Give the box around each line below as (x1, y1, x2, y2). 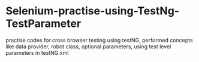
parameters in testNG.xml (5, 49, 69, 56)
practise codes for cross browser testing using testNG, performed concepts (5, 36, 193, 44)
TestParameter (5, 17, 82, 30)
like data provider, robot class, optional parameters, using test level (5, 43, 171, 50)
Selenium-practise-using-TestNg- (5, 4, 180, 18)
